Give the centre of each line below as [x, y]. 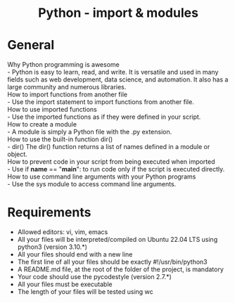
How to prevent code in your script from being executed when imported [112, 162]
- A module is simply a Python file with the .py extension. [90, 132]
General [31, 45]
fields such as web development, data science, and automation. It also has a [118, 79]
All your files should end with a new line [75, 254]
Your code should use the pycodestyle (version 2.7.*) [95, 277]
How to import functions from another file [68, 95]
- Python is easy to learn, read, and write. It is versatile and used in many [113, 72]
